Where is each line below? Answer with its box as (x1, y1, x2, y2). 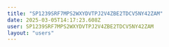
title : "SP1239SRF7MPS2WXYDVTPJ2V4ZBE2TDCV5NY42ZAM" (7, 10, 163, 17)
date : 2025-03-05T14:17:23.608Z (7, 17, 101, 23)
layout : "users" (7, 29, 54, 37)
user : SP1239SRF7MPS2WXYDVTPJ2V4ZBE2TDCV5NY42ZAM (7, 23, 154, 30)
